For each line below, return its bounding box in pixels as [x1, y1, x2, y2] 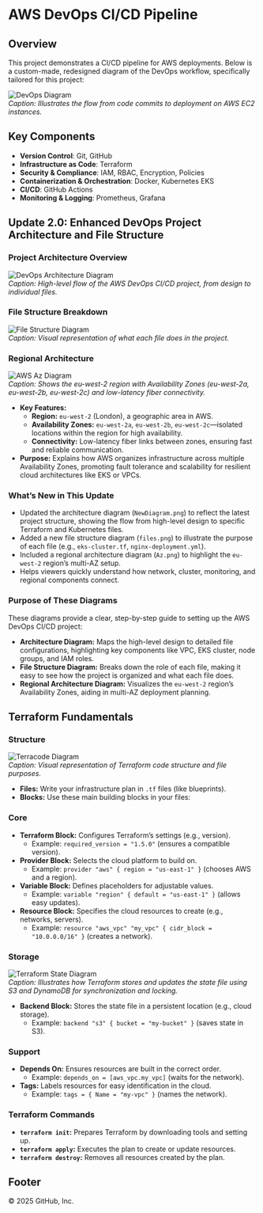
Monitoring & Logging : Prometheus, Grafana [19, 192, 166, 203]
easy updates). [31, 897, 81, 907]
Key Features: [19, 403, 67, 413]
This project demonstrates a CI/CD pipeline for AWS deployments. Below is [8, 58, 253, 67]
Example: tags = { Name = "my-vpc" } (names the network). [31, 1089, 227, 1099]
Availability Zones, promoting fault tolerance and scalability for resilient [19, 462, 251, 472]
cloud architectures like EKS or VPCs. [19, 470, 142, 480]
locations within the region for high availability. [31, 428, 183, 438]
